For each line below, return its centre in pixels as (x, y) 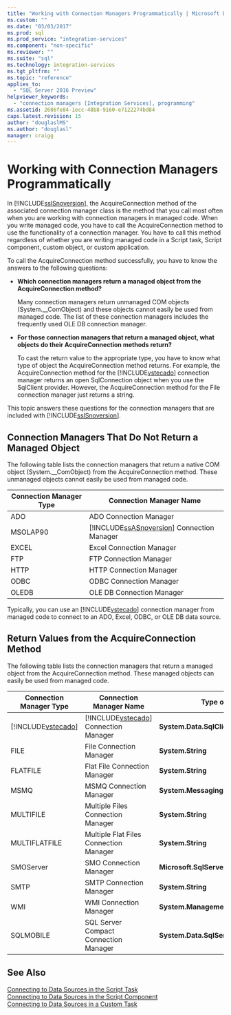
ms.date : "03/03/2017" (40, 26)
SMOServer (29, 867)
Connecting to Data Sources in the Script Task (73, 989)
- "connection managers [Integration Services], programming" (104, 104)
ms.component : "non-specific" (51, 46)
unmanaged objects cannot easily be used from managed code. (98, 479)
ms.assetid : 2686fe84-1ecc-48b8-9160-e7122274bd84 (81, 110)
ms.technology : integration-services (61, 65)
